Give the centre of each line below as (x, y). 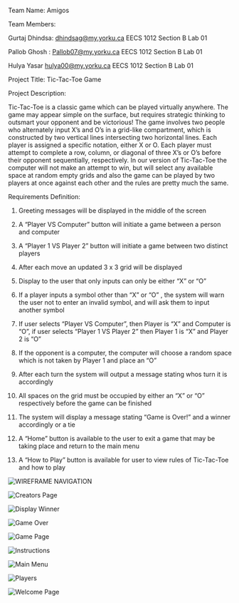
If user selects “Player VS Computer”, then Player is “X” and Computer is (124, 324)
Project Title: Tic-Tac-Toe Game (55, 79)
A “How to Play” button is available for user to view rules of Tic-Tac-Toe (123, 460)
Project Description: (37, 93)
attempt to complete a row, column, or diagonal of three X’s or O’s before (115, 152)
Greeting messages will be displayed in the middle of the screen (112, 211)
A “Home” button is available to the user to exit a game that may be (117, 439)
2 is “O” (30, 339)
